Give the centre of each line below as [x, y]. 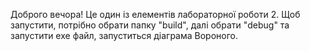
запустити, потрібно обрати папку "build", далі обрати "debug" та [150, 25]
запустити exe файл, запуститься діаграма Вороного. [124, 35]
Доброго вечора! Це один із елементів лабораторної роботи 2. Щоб [155, 14]
